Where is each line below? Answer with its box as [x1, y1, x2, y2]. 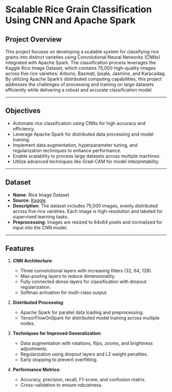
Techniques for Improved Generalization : [12, 330, 102, 337]
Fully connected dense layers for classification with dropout [20, 278, 147, 285]
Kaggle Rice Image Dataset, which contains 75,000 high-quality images [5, 65, 156, 71]
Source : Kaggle [12, 197, 46, 203]
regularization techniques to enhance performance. [12, 147, 122, 154]
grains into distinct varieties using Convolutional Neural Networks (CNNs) [5, 54, 160, 60]
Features [5, 244, 34, 253]
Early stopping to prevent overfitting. [20, 357, 98, 363]
